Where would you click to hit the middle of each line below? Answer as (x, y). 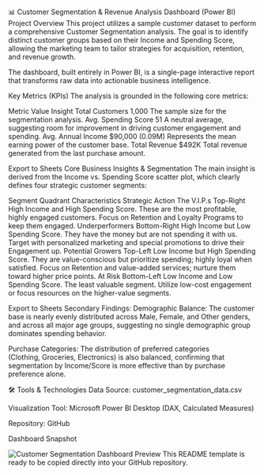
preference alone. (37, 374)
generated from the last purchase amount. (77, 153)
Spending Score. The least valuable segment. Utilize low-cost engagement (130, 285)
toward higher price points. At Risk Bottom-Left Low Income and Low (121, 276)
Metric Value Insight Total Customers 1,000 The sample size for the (117, 111)
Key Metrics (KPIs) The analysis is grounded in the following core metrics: (128, 96)
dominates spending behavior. (57, 334)
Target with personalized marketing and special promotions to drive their (126, 243)
